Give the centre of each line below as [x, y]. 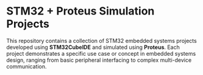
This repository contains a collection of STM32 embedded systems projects [101, 41]
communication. [27, 66]
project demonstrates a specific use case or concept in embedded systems [101, 53]
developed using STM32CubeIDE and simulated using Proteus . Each [93, 47]
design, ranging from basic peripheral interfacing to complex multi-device [99, 60]
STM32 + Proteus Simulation [80, 11]
